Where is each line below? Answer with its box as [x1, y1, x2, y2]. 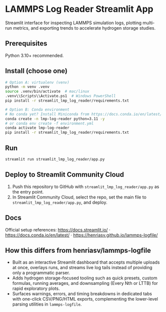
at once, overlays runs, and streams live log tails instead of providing [12, 265, 153, 271]
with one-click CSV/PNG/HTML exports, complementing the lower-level [12, 296, 158, 302]
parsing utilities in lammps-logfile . [12, 301, 82, 307]
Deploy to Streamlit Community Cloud [5, 170, 124, 179]
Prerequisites [5, 39, 47, 48]
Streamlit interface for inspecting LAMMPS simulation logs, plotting [5, 20, 142, 26]
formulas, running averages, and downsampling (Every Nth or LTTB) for [12, 280, 158, 286]
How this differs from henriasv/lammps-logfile [5, 246, 151, 255]
